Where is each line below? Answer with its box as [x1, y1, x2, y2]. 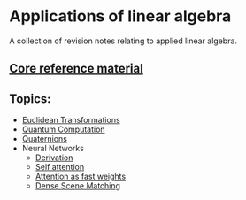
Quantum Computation [21, 124, 105, 135]
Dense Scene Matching [35, 181, 121, 191]
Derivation [35, 152, 73, 163]
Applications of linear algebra [9, 6, 232, 27]
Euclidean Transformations [21, 115, 121, 126]
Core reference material [9, 61, 143, 76]
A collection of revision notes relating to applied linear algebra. [9, 35, 237, 46]
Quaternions [21, 134, 68, 144]
